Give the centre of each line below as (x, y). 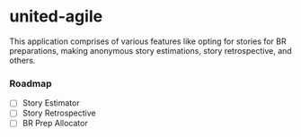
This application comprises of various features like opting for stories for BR (148, 41)
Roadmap (31, 83)
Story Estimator (51, 103)
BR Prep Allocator (55, 124)
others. (22, 60)
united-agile (56, 17)
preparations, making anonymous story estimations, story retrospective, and (150, 50)
